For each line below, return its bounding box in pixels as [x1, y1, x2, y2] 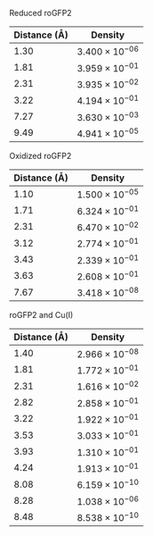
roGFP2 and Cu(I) [9, 310, 74, 321]
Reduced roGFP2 [9, 8, 73, 18]
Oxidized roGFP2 [9, 150, 72, 161]
